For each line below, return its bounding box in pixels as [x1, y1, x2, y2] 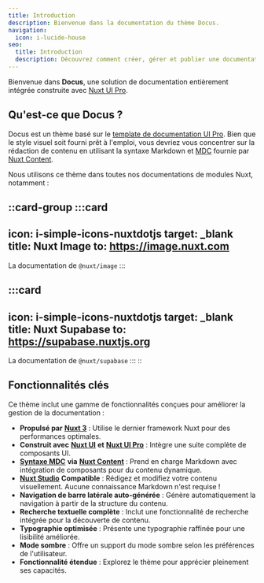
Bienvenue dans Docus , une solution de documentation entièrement [8, 76, 229, 87]
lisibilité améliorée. [19, 532, 80, 541]
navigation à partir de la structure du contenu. [19, 498, 169, 508]
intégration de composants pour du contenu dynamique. [19, 465, 203, 474]
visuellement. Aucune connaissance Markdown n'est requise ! [19, 481, 221, 491]
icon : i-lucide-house [15, 33, 86, 42]
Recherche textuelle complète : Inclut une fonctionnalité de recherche [19, 507, 249, 516]
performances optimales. [19, 431, 101, 441]
